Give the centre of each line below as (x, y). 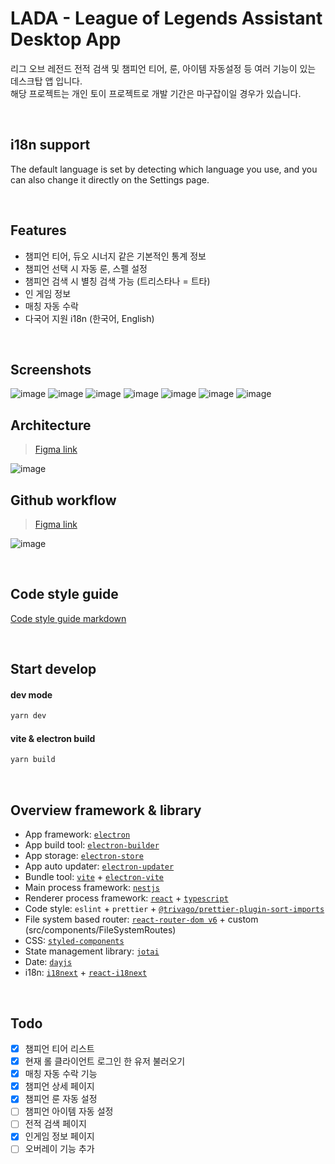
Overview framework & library (106, 810)
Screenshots (51, 369)
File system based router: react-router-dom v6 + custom (141, 919)
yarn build (33, 760)
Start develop (53, 669)
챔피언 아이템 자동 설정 (69, 1111)
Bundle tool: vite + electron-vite (94, 877)
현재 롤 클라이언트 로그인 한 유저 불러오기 (105, 1061)
